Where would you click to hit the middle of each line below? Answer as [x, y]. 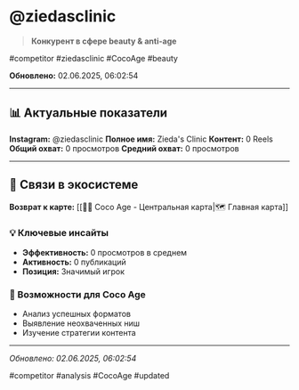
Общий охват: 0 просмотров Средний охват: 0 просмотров [124, 148]
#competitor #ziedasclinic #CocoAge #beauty [93, 58]
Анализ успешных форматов [77, 314]
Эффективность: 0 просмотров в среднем [105, 252]
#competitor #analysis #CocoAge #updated [89, 376]
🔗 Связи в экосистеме [74, 185]
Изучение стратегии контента [79, 333]
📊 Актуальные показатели [88, 113]
